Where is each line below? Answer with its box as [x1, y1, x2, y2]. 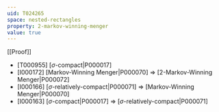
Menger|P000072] [16, 76, 70, 84]
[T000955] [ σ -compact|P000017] [16, 61, 112, 69]
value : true [7, 29, 41, 36]
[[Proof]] [7, 48, 32, 56]
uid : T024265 [7, 10, 44, 17]
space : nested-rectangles [7, 16, 81, 23]
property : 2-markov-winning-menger [7, 23, 109, 29]
